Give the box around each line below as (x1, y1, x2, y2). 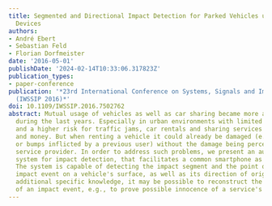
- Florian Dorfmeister (8, 49, 85, 58)
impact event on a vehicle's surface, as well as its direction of (15, 170, 249, 178)
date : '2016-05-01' (8, 58, 74, 66)
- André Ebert (8, 34, 57, 43)
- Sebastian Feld (8, 42, 67, 50)
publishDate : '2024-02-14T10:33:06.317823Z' (8, 65, 161, 73)
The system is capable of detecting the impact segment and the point (15, 163, 259, 171)
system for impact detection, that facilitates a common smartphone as (15, 155, 263, 163)
